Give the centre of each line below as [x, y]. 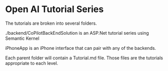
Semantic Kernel [22, 38]
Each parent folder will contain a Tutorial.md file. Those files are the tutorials [84, 58]
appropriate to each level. [32, 63]
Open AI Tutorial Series [55, 9]
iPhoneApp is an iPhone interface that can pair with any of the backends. [81, 48]
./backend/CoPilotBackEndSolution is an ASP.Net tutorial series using [77, 33]
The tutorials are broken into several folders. [51, 23]
